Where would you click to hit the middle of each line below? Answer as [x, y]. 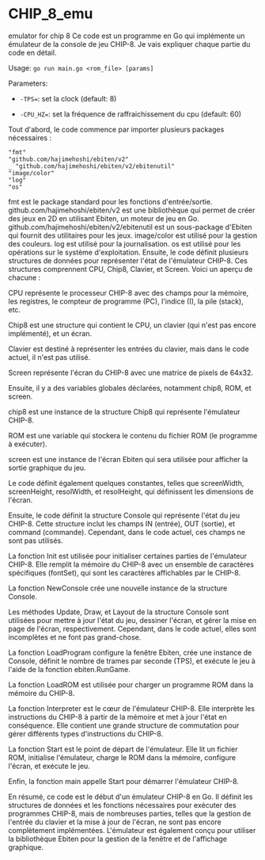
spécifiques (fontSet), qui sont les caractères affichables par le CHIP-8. [125, 572]
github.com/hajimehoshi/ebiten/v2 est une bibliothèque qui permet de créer [132, 210]
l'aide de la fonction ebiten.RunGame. [69, 669]
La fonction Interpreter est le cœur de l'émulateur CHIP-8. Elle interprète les [132, 708]
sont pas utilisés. [36, 541]
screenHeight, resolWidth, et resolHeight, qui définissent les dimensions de [131, 491]
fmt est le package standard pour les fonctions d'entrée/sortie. [110, 201]
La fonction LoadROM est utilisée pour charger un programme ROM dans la [131, 684]
